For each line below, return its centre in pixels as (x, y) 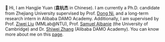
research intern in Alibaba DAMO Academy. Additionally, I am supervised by (82, 19)
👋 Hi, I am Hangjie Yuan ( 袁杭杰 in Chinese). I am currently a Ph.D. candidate (82, 8)
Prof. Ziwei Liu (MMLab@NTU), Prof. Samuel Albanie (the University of (77, 24)
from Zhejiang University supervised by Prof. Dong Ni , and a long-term (77, 13)
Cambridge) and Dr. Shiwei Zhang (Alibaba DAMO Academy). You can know (82, 29)
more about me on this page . (34, 34)
